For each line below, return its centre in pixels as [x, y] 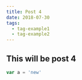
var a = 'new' [24, 72]
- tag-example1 [31, 29]
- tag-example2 [31, 34]
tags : [13, 23]
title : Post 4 [24, 12]
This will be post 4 [41, 59]
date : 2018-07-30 [28, 17]
